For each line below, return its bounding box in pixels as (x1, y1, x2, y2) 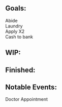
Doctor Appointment (5, 96, 48, 102)
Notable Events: (5, 83, 57, 91)
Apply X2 (5, 28, 25, 34)
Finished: (5, 65, 36, 74)
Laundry (5, 23, 23, 29)
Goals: (5, 4, 26, 13)
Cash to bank (5, 33, 33, 40)
